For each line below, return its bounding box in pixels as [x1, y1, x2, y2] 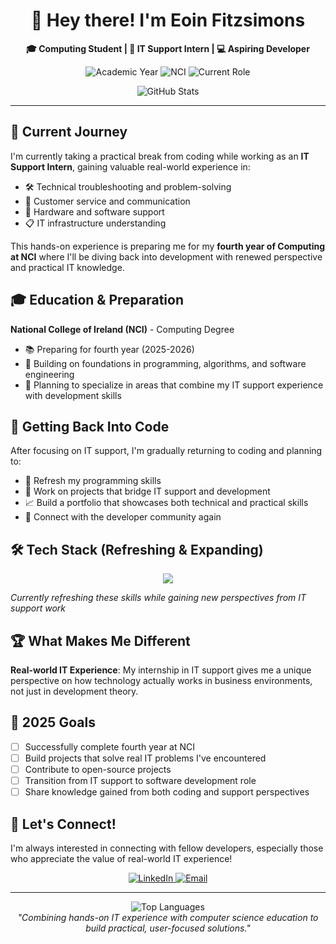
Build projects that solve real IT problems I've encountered [24, 752, 267, 764]
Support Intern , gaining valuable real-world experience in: [10, 160, 251, 173]
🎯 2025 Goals [10, 714, 96, 731]
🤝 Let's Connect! [10, 815, 117, 833]
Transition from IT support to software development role [24, 775, 257, 786]
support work [10, 602, 67, 614]
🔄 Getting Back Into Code [10, 418, 170, 435]
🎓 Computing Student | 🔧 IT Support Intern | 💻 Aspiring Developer [26, 42, 310, 54]
